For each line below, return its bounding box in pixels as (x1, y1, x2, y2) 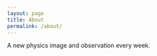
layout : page (7, 10, 44, 17)
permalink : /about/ (7, 23, 63, 29)
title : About (7, 16, 44, 23)
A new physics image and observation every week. (7, 42, 151, 50)
